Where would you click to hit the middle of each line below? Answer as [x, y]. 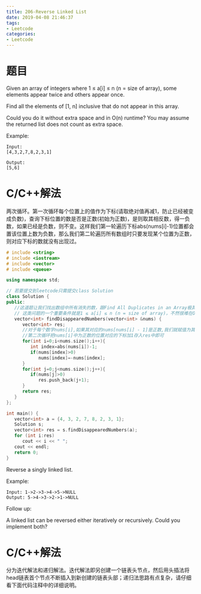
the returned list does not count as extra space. [65, 124]
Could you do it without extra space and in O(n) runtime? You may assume [98, 118]
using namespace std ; [33, 280]
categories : [21, 34]
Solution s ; [29, 424]
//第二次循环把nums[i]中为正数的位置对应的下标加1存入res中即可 [93, 336]
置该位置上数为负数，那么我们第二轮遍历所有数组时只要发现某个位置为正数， [100, 233]
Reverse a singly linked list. [39, 469]
